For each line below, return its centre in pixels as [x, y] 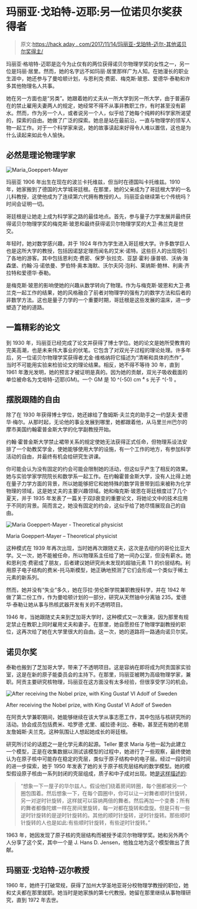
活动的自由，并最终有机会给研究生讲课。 [55, 457]
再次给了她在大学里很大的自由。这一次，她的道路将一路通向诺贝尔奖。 [106, 632]
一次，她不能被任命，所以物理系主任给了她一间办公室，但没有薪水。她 [106, 555]
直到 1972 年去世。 [39, 900]
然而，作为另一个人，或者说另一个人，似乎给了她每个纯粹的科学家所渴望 [103, 113]
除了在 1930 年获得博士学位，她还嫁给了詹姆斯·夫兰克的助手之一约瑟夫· [92, 415]
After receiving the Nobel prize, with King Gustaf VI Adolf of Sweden [89, 705]
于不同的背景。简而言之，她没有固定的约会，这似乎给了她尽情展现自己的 [93, 506]
